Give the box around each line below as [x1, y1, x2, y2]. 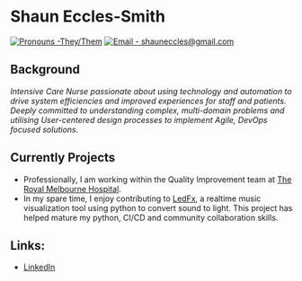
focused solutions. [10, 124, 79, 135]
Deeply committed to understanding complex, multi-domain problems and [10, 105, 285, 116]
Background [10, 62, 80, 77]
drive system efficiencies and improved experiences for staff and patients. [10, 95, 287, 106]
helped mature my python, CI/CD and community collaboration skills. [22, 212, 279, 223]
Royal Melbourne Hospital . [22, 183, 122, 194]
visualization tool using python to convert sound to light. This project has [22, 202, 293, 213]
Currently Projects [10, 150, 116, 165]
